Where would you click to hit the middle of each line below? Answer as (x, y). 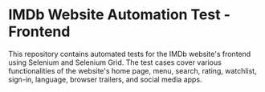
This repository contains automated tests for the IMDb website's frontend (130, 54)
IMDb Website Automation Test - (120, 15)
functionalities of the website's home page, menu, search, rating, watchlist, (132, 70)
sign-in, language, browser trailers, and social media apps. (105, 79)
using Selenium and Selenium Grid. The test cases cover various (115, 62)
